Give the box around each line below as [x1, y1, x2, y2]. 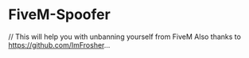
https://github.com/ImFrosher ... [8, 40, 111, 49]
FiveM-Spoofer [8, 6, 111, 24]
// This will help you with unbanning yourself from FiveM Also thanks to [8, 32, 241, 41]
